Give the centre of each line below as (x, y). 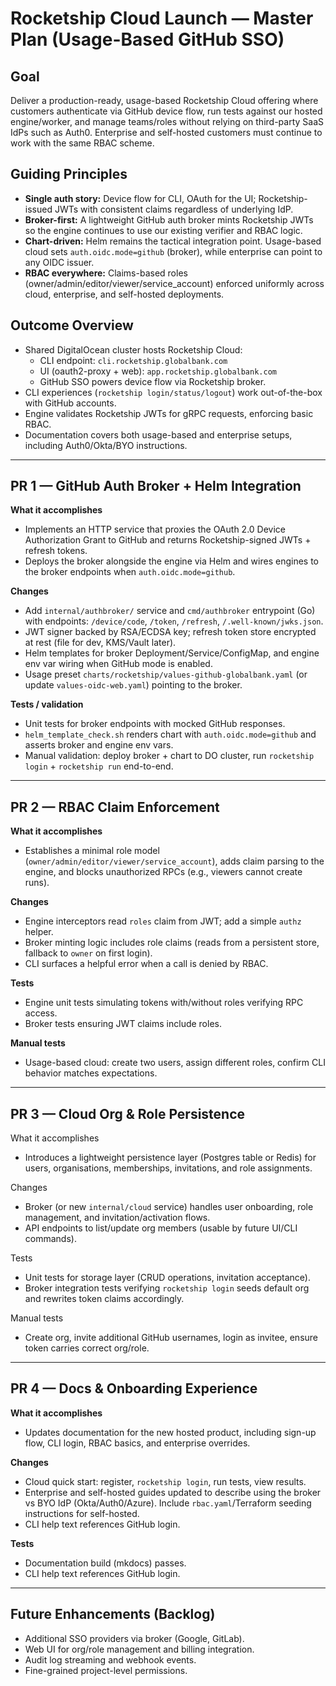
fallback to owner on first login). (88, 953)
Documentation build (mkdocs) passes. (105, 1563)
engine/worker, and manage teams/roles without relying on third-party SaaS (167, 121)
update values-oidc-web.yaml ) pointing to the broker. (133, 685)
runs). (37, 883)
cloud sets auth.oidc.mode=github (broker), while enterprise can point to (173, 251)
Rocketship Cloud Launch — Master (162, 18)
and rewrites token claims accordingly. (104, 1299)
